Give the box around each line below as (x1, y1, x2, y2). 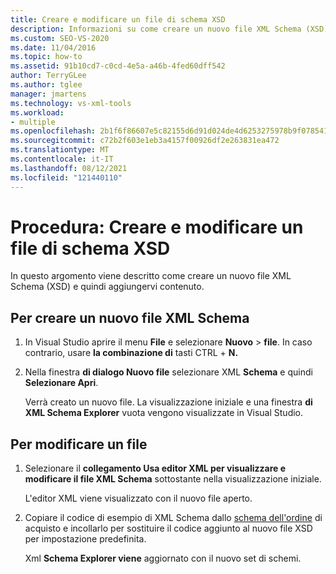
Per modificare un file (10, 436, 148, 453)
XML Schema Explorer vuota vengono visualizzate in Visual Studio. (24, 407, 304, 419)
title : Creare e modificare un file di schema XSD (10, 14, 226, 25)
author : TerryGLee (10, 71, 87, 81)
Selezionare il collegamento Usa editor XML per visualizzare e (24, 462, 287, 475)
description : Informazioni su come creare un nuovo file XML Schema (10, 24, 302, 34)
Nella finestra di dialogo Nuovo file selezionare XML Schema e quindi (24, 366, 313, 378)
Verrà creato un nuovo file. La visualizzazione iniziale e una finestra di (24, 396, 313, 408)
